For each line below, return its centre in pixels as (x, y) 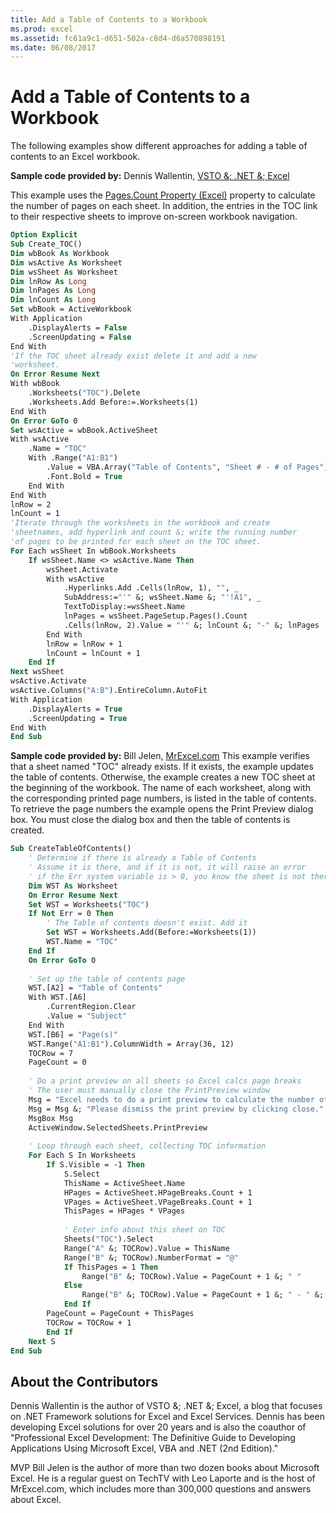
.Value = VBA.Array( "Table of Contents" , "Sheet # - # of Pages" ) (187, 467)
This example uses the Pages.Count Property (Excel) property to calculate (163, 195)
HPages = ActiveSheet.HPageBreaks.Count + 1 (158, 1192)
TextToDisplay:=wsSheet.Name (124, 607)
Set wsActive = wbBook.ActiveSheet (84, 430)
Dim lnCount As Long (53, 300)
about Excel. (36, 1500)
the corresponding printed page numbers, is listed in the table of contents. (163, 798)
